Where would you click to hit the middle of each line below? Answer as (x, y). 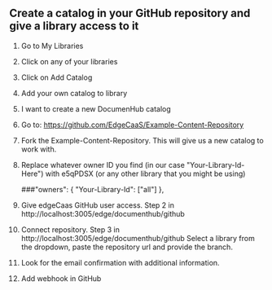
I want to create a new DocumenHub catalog (96, 108)
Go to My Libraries (52, 46)
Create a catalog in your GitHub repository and (130, 13)
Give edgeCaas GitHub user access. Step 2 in (97, 205)
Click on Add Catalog (57, 77)
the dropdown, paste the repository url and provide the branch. (127, 247)
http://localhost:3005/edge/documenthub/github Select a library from (138, 238)
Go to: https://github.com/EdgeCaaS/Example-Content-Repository (132, 125)
